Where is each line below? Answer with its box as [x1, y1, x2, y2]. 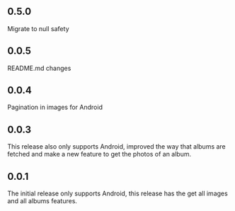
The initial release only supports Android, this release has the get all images [7, 189, 228, 198]
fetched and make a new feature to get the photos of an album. [7, 150, 192, 159]
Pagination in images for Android [7, 103, 103, 112]
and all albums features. [7, 197, 78, 205]
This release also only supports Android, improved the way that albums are [7, 142, 227, 151]
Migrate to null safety [7, 24, 69, 33]
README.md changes [7, 64, 71, 72]
